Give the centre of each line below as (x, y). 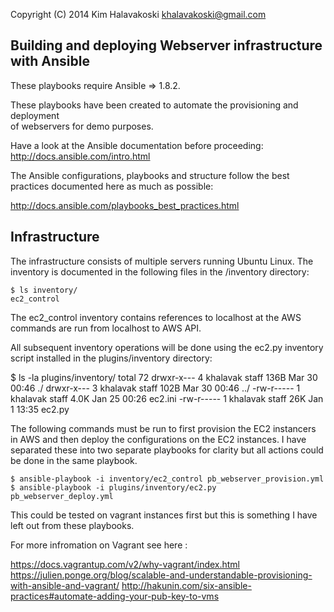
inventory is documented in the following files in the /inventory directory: (160, 271)
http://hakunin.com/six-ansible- (186, 585)
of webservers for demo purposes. (82, 126)
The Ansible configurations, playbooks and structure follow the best (150, 175)
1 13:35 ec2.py (40, 409)
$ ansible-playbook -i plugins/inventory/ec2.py (113, 487)
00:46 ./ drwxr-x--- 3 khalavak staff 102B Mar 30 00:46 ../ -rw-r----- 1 (155, 388)
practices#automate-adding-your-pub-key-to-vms (115, 596)
